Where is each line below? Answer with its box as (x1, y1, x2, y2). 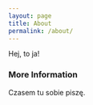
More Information (8, 69, 78, 81)
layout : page (8, 11, 52, 20)
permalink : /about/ (8, 27, 74, 35)
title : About (8, 19, 52, 27)
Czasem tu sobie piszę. (8, 87, 86, 97)
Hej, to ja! (8, 49, 40, 59)
